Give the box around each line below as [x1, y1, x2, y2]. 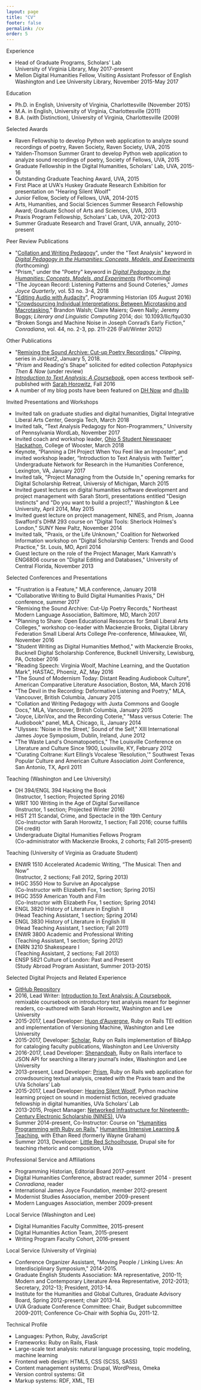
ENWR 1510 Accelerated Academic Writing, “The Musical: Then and [14, 861, 181, 868]
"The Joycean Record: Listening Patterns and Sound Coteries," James [14, 281, 188, 288]
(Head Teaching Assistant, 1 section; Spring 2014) [14, 912, 138, 919]
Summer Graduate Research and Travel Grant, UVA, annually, [14, 220, 166, 227]
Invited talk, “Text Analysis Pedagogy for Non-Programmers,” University [14, 423, 193, 430]
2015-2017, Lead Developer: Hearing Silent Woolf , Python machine [14, 1087, 178, 1095]
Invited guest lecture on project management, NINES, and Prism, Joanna [14, 512, 194, 519]
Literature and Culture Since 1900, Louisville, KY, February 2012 [14, 745, 172, 752]
